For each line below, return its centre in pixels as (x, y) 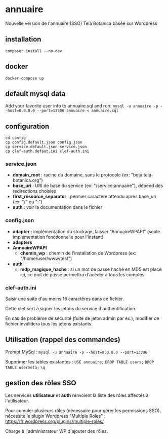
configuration (27, 126)
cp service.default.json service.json (46, 147)
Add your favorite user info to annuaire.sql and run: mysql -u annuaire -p (82, 106)
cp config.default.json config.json (44, 142)
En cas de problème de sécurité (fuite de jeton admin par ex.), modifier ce (82, 318)
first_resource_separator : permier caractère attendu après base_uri (85, 197)
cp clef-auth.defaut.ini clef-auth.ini (47, 151)
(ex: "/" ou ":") (28, 202)
